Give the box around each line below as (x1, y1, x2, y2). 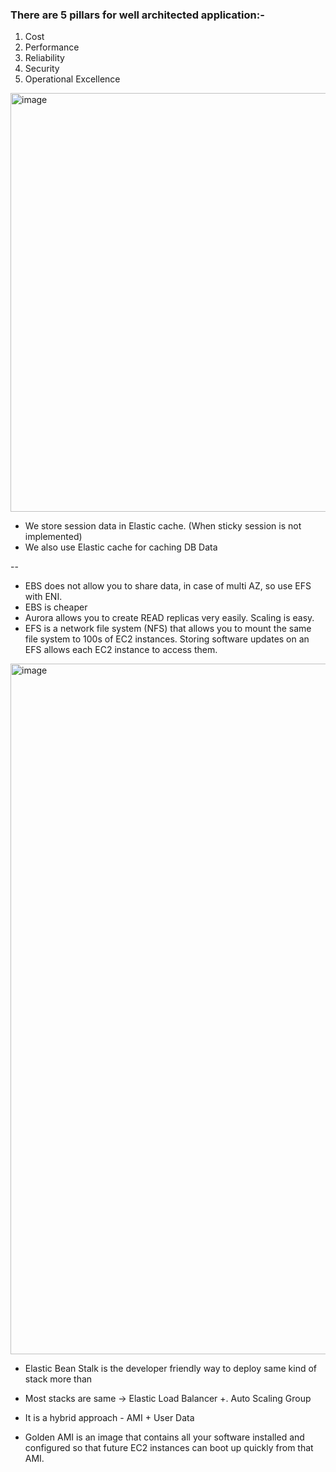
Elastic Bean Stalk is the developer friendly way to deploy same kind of (24, 1363, 318, 1375)
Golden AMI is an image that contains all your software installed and (24, 1431, 305, 1443)
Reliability (24, 52, 65, 64)
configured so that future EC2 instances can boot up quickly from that (24, 1442, 314, 1454)
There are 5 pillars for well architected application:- (10, 8, 265, 22)
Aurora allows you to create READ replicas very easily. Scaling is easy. (24, 612, 315, 624)
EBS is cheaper (24, 601, 88, 613)
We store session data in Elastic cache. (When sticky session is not (24, 520, 302, 532)
